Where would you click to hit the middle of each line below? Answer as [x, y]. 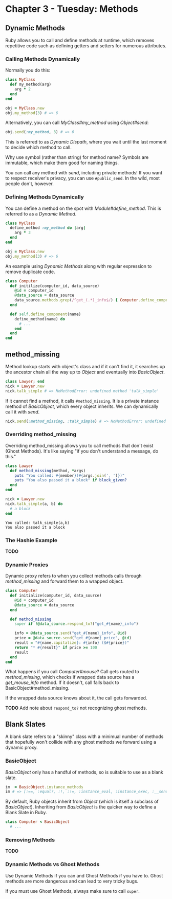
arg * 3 [23, 233]
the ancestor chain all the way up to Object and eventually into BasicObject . [85, 372]
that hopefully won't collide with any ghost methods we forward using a [81, 742]
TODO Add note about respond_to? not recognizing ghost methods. [76, 708]
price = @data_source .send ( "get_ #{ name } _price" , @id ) [73, 638]
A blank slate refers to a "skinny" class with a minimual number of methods [84, 736]
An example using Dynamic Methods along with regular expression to [79, 266]
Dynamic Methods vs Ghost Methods [52, 865]
